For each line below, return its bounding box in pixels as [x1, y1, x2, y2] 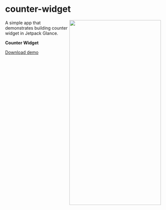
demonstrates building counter [5, 25, 68, 31]
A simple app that [5, 20, 41, 26]
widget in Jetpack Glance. [5, 30, 58, 36]
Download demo [5, 49, 39, 55]
